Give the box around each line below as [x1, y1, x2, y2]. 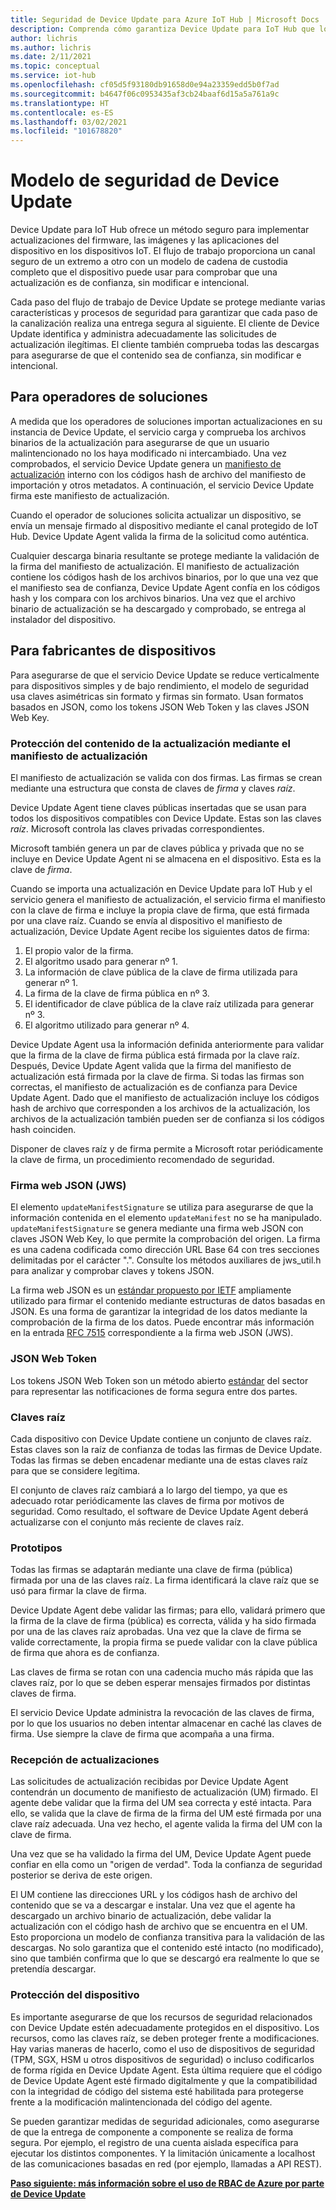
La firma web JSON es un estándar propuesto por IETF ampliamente [10, 1284, 292, 1296]
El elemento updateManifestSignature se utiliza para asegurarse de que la [10, 1201, 314, 1213]
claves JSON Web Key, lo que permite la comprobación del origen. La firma [10, 1233, 321, 1245]
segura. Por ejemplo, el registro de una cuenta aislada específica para [10, 2136, 299, 2148]
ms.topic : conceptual [10, 61, 101, 71]
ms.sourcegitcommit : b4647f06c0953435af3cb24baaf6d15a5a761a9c [10, 89, 280, 99]
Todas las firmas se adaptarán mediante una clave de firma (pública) [10, 1564, 293, 1576]
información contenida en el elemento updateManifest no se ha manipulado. [10, 1212, 323, 1224]
